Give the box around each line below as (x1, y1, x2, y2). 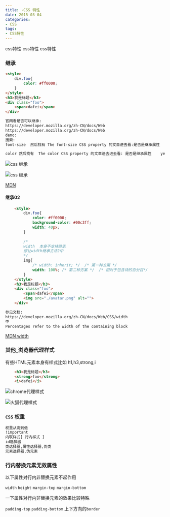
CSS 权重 (5, 413, 25, 420)
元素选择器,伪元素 (5, 448, 38, 454)
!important (5, 430, 28, 435)
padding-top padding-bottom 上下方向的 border (5, 506, 100, 512)
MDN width (5, 333, 29, 339)
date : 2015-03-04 (5, 12, 42, 17)
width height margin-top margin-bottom (5, 485, 87, 491)
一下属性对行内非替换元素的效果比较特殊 (5, 495, 90, 501)
